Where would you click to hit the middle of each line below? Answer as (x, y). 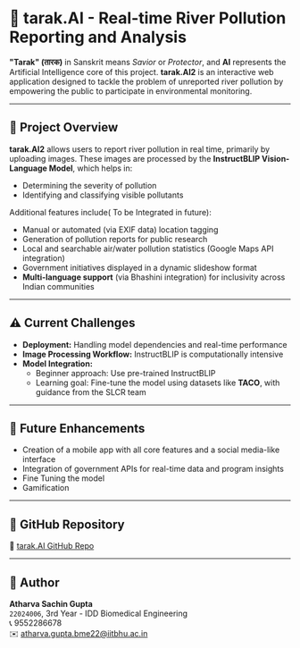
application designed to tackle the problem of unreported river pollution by (146, 81)
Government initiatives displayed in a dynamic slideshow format (139, 267)
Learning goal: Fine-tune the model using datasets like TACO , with (158, 383)
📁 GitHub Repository (67, 524)
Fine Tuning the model (63, 478)
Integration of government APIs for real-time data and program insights (153, 469)
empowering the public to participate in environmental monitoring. (131, 91)
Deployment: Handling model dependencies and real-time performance (154, 344)
